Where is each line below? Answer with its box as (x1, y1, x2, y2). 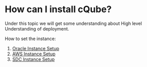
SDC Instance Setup (12, 56, 55, 62)
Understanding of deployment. (5, 25, 69, 31)
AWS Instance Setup (12, 51, 56, 57)
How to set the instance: (5, 36, 56, 42)
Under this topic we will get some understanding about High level (5, 20, 142, 26)
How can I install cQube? (5, 4, 112, 15)
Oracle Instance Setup (12, 45, 59, 51)
